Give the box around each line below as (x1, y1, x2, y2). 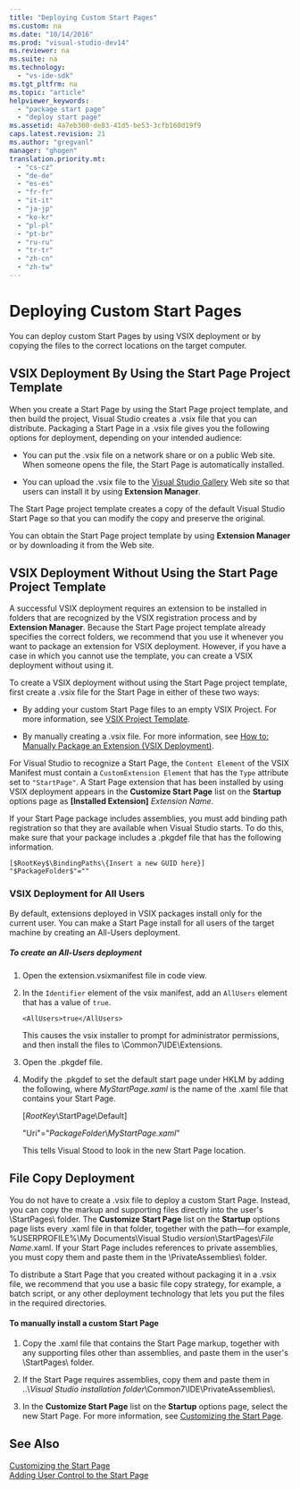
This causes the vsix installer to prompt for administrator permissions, (21, 1029, 279, 1040)
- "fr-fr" (17, 188, 54, 197)
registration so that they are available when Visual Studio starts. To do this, (9, 823, 284, 833)
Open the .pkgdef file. (21, 1056, 103, 1067)
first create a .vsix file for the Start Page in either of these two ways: (9, 687, 261, 698)
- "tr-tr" (17, 246, 54, 255)
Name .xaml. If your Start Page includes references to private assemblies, (9, 1242, 279, 1253)
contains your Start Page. (21, 1093, 116, 1104)
